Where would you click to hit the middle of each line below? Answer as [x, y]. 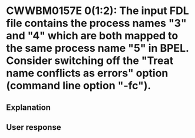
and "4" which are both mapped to [92, 36]
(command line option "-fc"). [79, 86]
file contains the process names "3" [96, 23]
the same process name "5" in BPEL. [97, 48]
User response [34, 127]
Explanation [29, 107]
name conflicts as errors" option [87, 73]
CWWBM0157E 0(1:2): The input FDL [98, 11]
